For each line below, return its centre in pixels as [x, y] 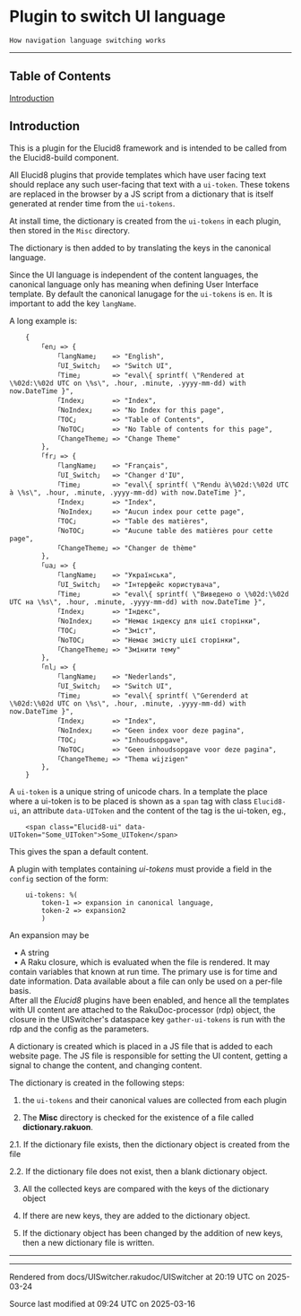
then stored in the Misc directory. [70, 230]
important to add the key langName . [73, 303]
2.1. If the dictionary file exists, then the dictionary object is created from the [150, 1144]
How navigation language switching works [88, 40]
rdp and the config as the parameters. [79, 1029]
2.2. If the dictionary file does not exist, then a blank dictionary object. [138, 1171]
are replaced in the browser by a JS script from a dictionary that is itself [142, 194]
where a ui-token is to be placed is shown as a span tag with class [131, 801]
